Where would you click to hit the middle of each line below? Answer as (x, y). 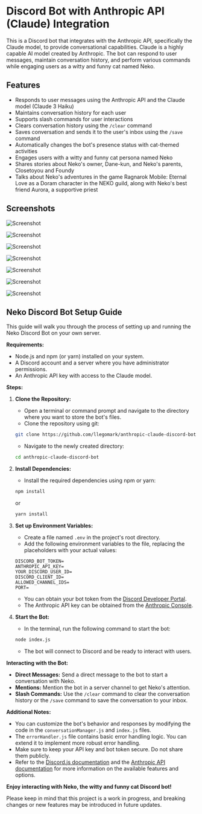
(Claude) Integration (58, 24)
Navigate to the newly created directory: (74, 446)
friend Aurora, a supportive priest (56, 189)
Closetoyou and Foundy (44, 170)
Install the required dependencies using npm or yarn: (90, 480)
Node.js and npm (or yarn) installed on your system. (80, 357)
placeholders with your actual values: (70, 550)
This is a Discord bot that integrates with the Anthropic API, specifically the (99, 40)
